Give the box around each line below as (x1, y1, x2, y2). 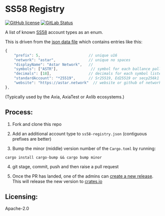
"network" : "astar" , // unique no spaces (14, 58, 131, 62)
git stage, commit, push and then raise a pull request (12, 163, 119, 169)
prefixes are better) (12, 136, 52, 142)
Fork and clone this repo (12, 121, 62, 127)
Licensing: (5, 193, 38, 201)
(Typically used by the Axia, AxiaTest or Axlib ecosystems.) (5, 93, 125, 99)
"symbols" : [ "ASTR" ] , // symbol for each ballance (14, 66, 151, 72)
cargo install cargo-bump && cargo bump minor (5, 155, 102, 160)
